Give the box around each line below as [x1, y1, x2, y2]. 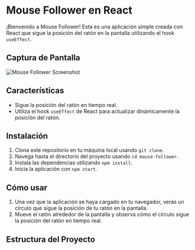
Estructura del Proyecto [6, 234, 96, 244]
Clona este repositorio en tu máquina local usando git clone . [14, 147, 164, 154]
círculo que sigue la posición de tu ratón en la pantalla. [14, 204, 148, 212]
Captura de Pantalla [6, 53, 81, 63]
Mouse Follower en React [6, 4, 133, 17]
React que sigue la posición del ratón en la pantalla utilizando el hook [6, 29, 174, 36]
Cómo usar [6, 183, 48, 193]
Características [6, 86, 64, 96]
